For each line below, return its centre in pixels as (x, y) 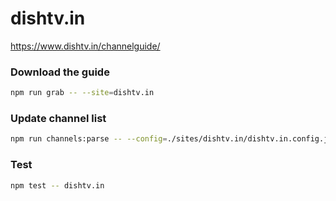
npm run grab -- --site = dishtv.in (82, 93)
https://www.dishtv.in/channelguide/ (85, 46)
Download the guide (60, 72)
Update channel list (58, 119)
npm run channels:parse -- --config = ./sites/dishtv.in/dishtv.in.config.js (171, 139)
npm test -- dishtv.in (57, 185)
